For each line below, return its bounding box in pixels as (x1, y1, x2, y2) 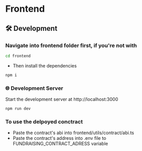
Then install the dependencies (12, 62, 77, 69)
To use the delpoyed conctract (5, 118, 83, 125)
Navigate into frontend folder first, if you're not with (5, 42, 137, 49)
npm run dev (5, 106, 31, 111)
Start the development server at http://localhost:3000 (5, 96, 118, 102)
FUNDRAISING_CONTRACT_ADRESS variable (12, 141, 109, 147)
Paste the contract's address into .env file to (12, 135, 107, 141)
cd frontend (5, 53, 31, 59)
